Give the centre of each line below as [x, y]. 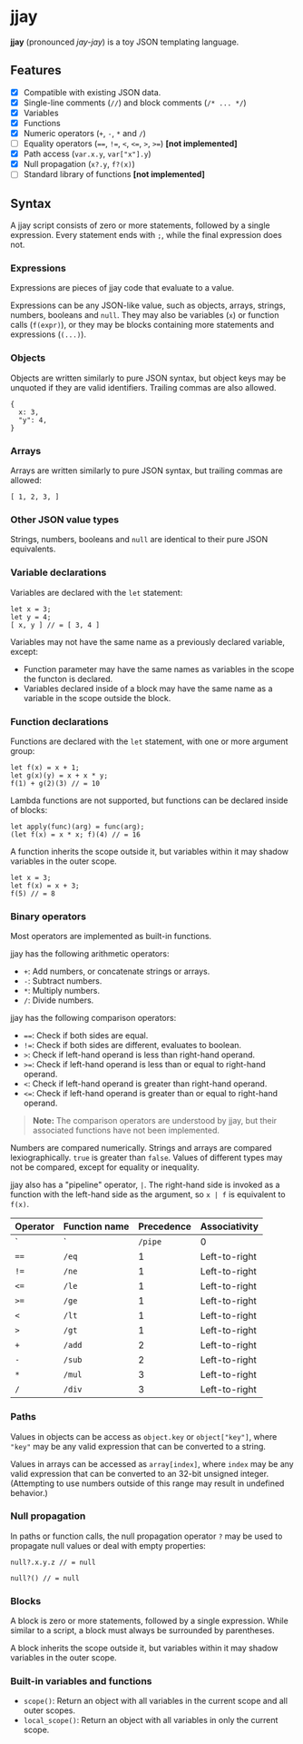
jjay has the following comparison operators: [93, 1018]
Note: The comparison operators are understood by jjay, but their [155, 1121]
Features [36, 70]
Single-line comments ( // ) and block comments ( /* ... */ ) [135, 103]
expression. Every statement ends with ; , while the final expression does [146, 235]
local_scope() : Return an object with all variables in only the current [151, 1720]
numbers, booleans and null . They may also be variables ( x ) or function [145, 315]
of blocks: [29, 809]
